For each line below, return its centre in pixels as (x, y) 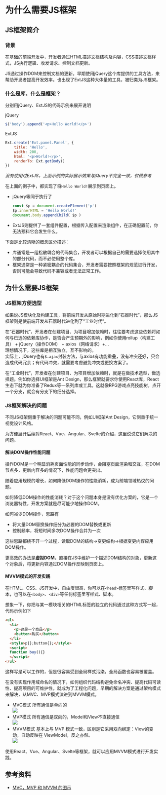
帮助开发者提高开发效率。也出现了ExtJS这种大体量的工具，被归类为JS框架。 (83, 79)
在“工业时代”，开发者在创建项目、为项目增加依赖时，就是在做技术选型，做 (81, 373)
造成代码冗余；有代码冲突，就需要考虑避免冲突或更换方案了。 (68, 362)
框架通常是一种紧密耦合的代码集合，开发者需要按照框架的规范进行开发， (86, 265)
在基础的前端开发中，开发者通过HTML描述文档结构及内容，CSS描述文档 (79, 57)
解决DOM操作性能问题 (28, 452)
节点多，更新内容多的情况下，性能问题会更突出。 (55, 470)
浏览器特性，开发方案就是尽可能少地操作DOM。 (54, 503)
